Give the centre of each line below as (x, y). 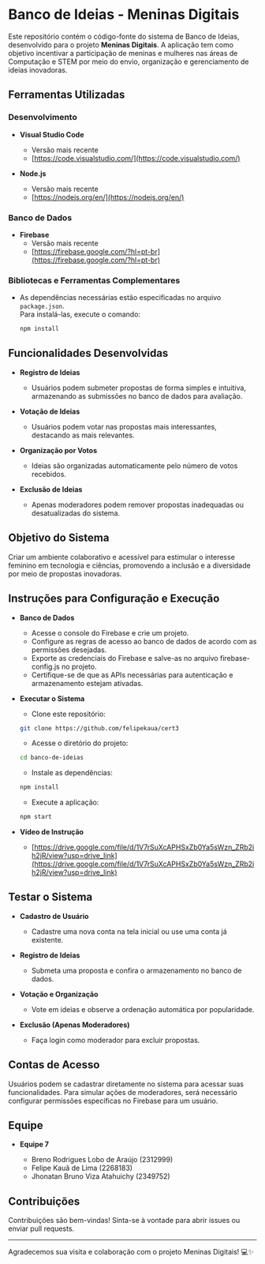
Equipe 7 (34, 1144)
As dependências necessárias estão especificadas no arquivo (120, 298)
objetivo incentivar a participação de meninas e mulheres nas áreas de (123, 53)
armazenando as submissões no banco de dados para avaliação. (137, 396)
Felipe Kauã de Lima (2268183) (82, 1168)
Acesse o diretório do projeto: (80, 743)
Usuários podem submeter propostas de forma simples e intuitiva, (139, 388)
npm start (36, 817)
